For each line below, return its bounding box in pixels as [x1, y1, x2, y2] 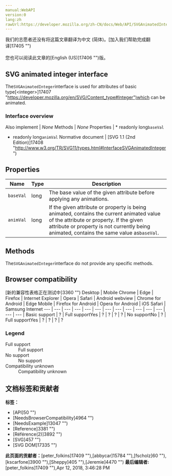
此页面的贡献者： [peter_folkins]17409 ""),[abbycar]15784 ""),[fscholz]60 [5, 452, 159, 459]
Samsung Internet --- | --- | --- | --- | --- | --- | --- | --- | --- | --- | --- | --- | [5, 306, 165, 312]
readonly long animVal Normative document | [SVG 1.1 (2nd [12, 134, 136, 140]
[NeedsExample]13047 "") [12, 420, 68, 426]
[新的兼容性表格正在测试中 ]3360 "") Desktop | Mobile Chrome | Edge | [5, 289, 154, 295]
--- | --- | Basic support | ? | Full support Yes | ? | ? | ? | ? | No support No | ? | [5, 311, 166, 317]
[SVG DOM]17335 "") [12, 442, 57, 448]
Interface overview [5, 112, 54, 119]
